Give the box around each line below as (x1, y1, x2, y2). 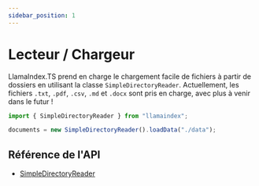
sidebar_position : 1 (8, 11, 76, 20)
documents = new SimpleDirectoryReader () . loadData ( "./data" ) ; (8, 126, 216, 134)
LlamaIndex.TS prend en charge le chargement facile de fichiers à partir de (8, 72, 252, 81)
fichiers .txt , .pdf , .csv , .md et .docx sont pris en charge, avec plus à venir (8, 88, 250, 98)
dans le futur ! (8, 96, 54, 106)
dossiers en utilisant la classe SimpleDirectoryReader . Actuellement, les (8, 80, 239, 89)
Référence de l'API (8, 147, 101, 162)
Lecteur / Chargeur (8, 45, 135, 63)
